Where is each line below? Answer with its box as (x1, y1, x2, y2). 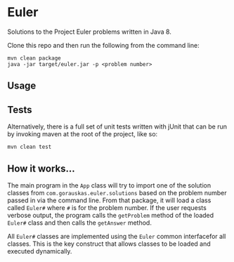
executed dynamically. (7, 247, 72, 255)
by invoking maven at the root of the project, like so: (7, 130, 158, 138)
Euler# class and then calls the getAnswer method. (7, 218, 152, 227)
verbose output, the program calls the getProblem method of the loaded (7, 211, 214, 219)
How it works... (7, 162, 75, 174)
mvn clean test (7, 143, 52, 151)
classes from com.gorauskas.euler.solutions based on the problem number (7, 188, 227, 197)
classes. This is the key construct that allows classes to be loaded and (7, 240, 211, 248)
